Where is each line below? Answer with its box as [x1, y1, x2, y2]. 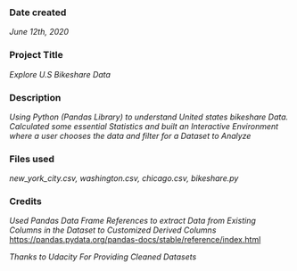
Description [9, 91, 62, 103]
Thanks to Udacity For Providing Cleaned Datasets [9, 251, 197, 262]
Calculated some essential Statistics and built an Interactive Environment [9, 120, 279, 131]
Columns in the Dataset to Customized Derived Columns [9, 225, 217, 235]
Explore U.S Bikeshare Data [9, 69, 111, 79]
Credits [9, 195, 42, 208]
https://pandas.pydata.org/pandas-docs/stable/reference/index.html [9, 234, 261, 245]
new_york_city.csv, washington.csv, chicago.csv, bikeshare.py [9, 173, 239, 184]
